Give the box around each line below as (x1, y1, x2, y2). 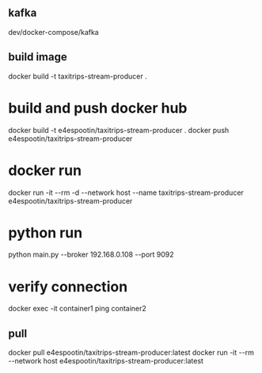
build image (8, 51, 67, 64)
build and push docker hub (8, 99, 188, 117)
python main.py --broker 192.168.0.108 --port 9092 (8, 249, 174, 260)
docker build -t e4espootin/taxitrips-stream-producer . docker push (8, 125, 230, 135)
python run (8, 223, 83, 242)
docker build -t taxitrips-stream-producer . (8, 71, 148, 81)
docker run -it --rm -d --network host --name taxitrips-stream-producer (8, 188, 244, 197)
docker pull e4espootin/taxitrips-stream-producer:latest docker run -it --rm (8, 348, 255, 357)
